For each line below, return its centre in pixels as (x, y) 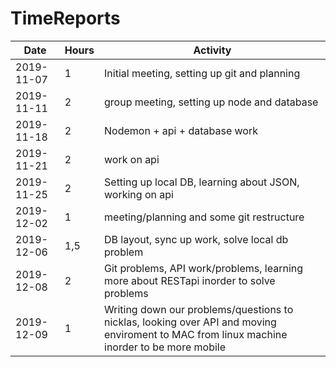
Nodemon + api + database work (181, 130)
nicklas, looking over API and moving (190, 322)
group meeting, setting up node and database (211, 102)
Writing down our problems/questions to (199, 309)
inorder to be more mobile (165, 347)
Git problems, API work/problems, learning (204, 268)
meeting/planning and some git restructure (204, 217)
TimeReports (65, 18)
